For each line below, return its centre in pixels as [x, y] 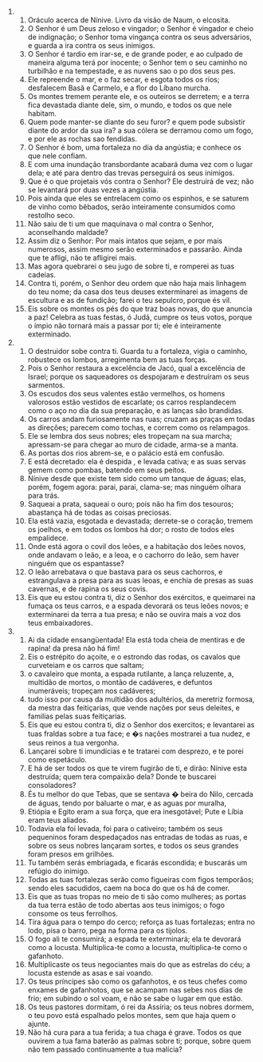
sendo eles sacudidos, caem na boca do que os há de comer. [129, 888]
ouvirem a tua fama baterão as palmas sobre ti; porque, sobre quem [139, 1041]
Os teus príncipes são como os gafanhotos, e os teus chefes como [137, 981]
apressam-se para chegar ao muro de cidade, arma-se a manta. [133, 444]
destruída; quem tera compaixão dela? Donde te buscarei [122, 777]
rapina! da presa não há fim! [74, 648]
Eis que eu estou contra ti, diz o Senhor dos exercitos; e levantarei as [141, 725]
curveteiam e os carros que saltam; [86, 665]
